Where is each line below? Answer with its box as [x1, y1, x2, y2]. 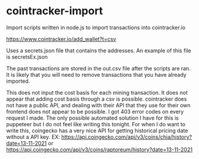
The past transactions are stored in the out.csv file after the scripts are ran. [6, 64, 191, 72]
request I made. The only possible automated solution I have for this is [6, 114, 179, 121]
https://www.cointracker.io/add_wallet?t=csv [6, 35, 117, 42]
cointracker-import [6, 4, 103, 18]
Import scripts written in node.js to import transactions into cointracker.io [6, 24, 186, 31]
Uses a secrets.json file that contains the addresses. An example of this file [6, 46, 191, 54]
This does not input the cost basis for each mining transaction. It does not [6, 89, 188, 96]
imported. [6, 77, 30, 85]
